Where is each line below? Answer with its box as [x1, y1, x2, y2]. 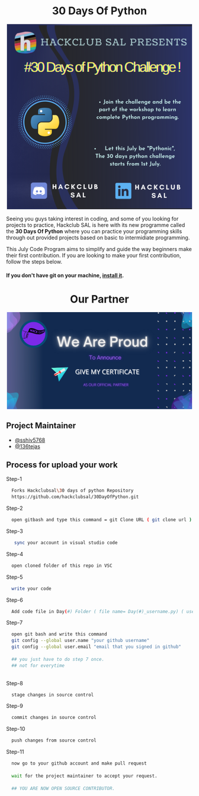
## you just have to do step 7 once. [11, 656, 105, 662]
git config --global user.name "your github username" [11, 638, 150, 644]
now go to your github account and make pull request [11, 760, 147, 766]
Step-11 [6, 748, 24, 756]
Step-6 [6, 596, 24, 604]
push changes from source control [11, 737, 97, 744]
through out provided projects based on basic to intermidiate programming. [6, 234, 190, 241]
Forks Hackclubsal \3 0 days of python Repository [11, 487, 134, 494]
